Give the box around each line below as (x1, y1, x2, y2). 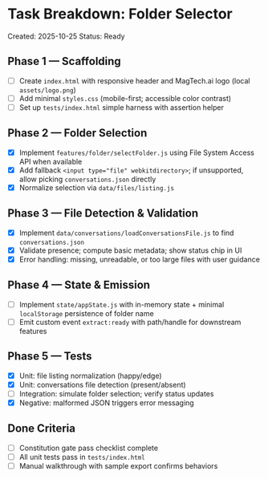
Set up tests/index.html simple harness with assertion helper (18, 102, 224, 112)
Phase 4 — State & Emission (7, 278, 150, 292)
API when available (18, 156, 83, 166)
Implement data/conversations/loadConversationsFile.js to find (18, 228, 234, 237)
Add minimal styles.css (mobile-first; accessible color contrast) (18, 93, 232, 103)
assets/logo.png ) (18, 85, 77, 95)
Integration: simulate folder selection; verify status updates (18, 388, 214, 398)
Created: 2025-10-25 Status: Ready (7, 31, 125, 41)
